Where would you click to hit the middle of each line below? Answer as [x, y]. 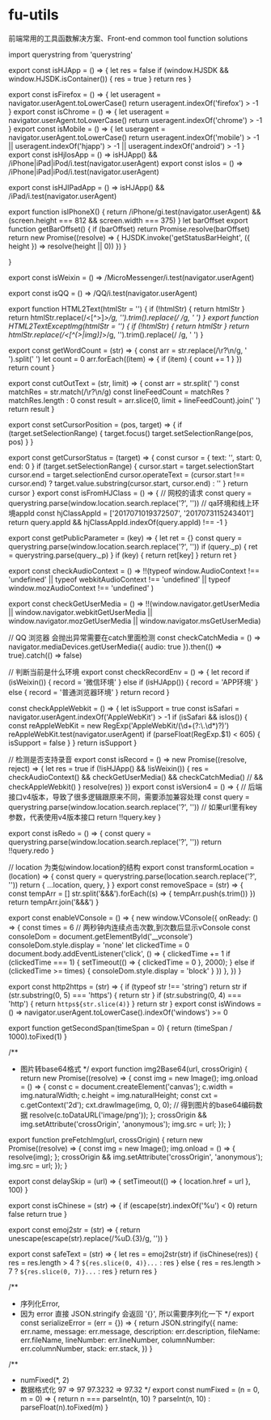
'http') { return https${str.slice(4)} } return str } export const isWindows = [135, 1003]
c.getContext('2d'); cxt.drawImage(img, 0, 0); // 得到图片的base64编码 [138, 1104]
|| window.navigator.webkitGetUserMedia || [80, 612]
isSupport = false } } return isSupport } [73, 743]
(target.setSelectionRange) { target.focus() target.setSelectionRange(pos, [131, 433]
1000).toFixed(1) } [38, 1036]
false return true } [38, 1214]
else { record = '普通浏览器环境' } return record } [89, 692]
